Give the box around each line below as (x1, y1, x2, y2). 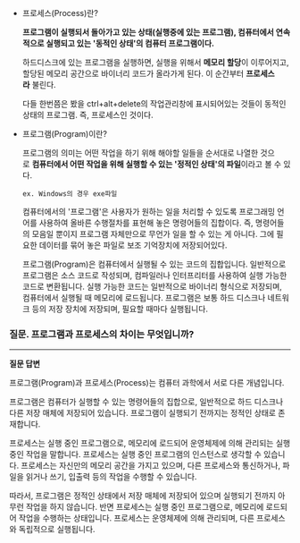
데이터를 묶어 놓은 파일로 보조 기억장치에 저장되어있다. (38, 240, 228, 250)
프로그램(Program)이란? (21, 129, 107, 139)
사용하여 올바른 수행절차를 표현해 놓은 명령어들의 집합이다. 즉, (38, 217, 254, 228)
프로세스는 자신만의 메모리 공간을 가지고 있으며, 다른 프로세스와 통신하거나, (21, 460, 281, 471)
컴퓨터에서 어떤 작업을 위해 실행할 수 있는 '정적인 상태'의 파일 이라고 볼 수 (31, 159, 282, 169)
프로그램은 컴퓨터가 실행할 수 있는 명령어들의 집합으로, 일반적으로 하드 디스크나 (9, 396, 284, 407)
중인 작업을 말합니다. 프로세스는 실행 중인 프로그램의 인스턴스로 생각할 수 (9, 449, 262, 460)
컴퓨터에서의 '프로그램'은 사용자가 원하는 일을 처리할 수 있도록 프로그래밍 (21, 207, 275, 216)
